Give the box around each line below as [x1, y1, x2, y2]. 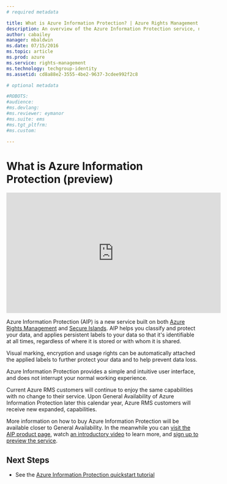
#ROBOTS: [6, 93, 29, 100]
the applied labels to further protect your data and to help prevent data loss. [6, 356, 198, 363]
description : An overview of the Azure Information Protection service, [6, 26, 196, 32]
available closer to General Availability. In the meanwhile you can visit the [6, 424, 191, 431]
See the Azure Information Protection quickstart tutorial [15, 471, 155, 478]
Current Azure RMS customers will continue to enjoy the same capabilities [6, 386, 193, 393]
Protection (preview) [6, 172, 113, 186]
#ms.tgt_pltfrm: [6, 122, 48, 128]
